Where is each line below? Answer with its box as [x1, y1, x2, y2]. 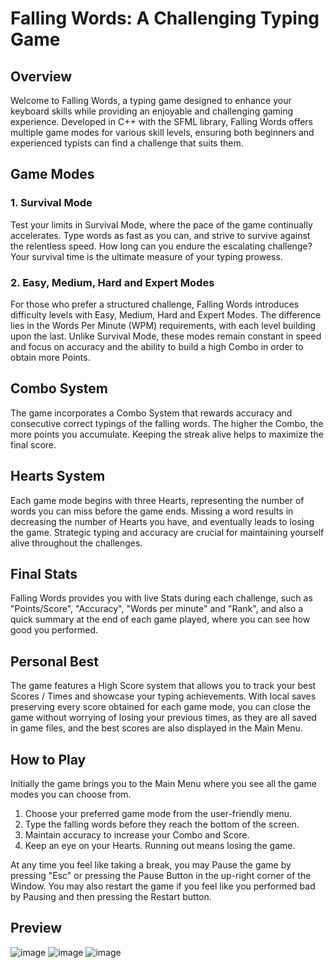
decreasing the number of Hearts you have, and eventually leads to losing [10, 515, 315, 527]
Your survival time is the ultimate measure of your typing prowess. [10, 250, 283, 262]
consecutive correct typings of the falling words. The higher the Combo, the [10, 417, 324, 429]
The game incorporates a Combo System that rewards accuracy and [10, 407, 293, 419]
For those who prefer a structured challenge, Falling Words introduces [10, 298, 300, 310]
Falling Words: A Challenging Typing [10, 7, 320, 30]
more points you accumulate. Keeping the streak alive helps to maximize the [10, 428, 324, 440]
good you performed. [10, 624, 98, 636]
